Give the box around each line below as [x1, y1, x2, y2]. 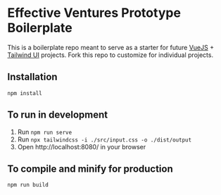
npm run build [7, 182, 49, 189]
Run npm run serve [17, 127, 72, 136]
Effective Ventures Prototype [7, 5, 182, 21]
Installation [7, 71, 58, 83]
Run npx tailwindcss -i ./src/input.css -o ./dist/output [17, 135, 192, 144]
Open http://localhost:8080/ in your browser [17, 142, 146, 151]
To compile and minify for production [7, 163, 174, 175]
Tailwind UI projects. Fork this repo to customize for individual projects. [7, 51, 213, 59]
